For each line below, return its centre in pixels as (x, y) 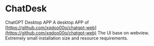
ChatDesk (26, 9)
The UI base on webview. (123, 33)
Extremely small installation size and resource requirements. (67, 38)
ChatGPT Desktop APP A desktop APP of (47, 22)
